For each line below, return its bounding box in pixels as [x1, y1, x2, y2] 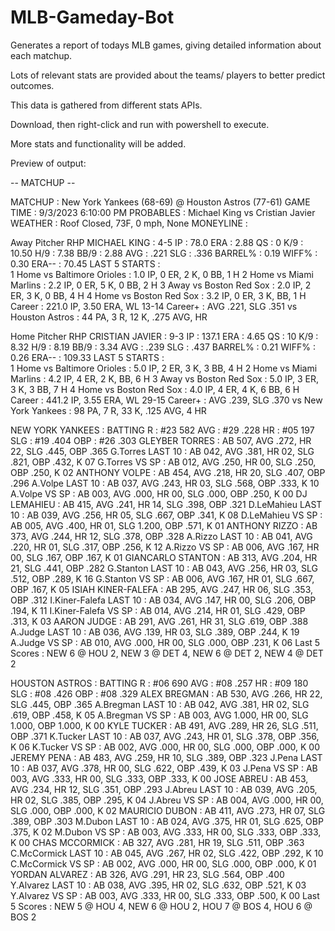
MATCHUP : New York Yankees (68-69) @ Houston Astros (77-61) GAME [10, 196, 311, 208]
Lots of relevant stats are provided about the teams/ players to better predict [10, 69, 326, 81]
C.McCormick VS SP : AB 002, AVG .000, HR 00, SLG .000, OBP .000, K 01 [10, 857, 317, 870]
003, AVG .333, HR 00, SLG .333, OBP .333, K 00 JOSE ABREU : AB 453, [10, 772, 309, 785]
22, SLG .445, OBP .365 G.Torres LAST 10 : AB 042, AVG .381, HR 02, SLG [10, 445, 315, 457]
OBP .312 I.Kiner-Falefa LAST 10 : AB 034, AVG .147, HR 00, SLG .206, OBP [10, 594, 317, 606]
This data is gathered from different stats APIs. [10, 99, 203, 111]
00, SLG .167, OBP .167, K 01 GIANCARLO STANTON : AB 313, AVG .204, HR [10, 551, 318, 563]
